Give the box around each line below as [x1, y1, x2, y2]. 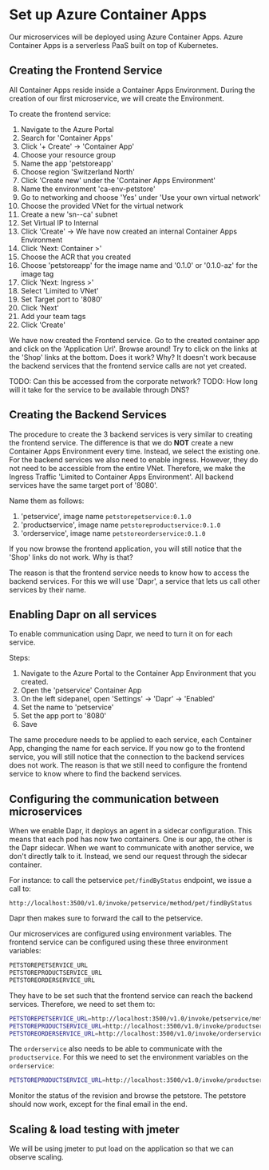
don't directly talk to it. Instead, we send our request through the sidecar [9, 852, 247, 861]
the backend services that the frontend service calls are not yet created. [9, 361, 247, 370]
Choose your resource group [20, 150, 117, 159]
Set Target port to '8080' [20, 294, 103, 304]
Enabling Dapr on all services [9, 608, 157, 621]
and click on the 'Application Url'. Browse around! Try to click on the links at [9, 344, 258, 353]
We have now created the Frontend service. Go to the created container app [9, 335, 260, 345]
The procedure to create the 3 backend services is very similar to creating [9, 429, 253, 439]
